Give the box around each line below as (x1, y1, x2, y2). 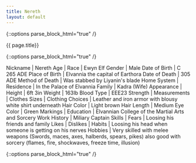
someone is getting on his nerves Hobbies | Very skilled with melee (6, 127, 168, 134)
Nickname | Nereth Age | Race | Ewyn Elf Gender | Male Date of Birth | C (6, 64, 181, 71)
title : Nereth (6, 8, 41, 15)
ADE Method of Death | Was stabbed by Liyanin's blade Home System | (6, 77, 179, 84)
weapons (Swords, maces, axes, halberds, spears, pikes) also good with (6, 133, 181, 140)
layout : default (6, 14, 46, 20)
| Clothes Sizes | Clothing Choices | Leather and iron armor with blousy (6, 95, 178, 103)
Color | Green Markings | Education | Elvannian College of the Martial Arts (6, 108, 184, 115)
